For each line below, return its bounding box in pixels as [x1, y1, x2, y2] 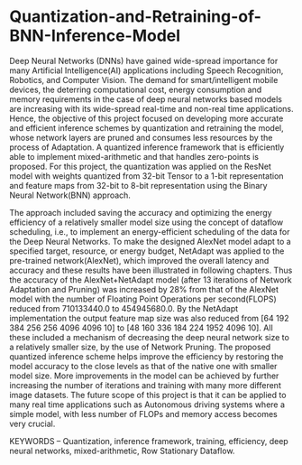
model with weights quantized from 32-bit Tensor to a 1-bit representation [9, 170, 284, 181]
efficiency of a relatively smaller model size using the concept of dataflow [9, 217, 284, 228]
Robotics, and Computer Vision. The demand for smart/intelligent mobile [9, 74, 279, 85]
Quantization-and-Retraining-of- [9, 6, 261, 27]
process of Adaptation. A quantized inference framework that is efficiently [9, 142, 285, 153]
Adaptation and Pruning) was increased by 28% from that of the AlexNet [9, 284, 279, 294]
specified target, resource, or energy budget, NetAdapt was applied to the [9, 246, 285, 256]
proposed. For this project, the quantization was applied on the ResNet [9, 161, 272, 172]
